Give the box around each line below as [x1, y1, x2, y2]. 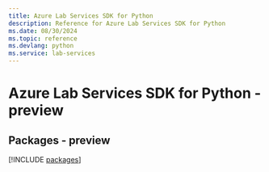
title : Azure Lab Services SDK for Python [8, 11, 153, 20]
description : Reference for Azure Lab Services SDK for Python [8, 19, 226, 27]
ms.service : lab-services [8, 49, 95, 57]
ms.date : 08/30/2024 [8, 27, 78, 35]
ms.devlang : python [8, 42, 74, 50]
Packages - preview [8, 133, 111, 147]
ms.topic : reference [8, 34, 78, 43]
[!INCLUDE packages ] [8, 155, 82, 164]
